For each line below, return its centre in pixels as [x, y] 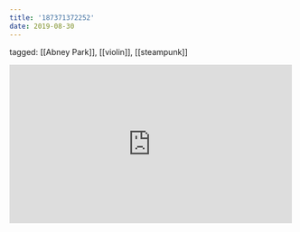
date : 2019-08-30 [42, 26]
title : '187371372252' [52, 18]
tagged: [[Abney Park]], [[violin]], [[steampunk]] [98, 51]
